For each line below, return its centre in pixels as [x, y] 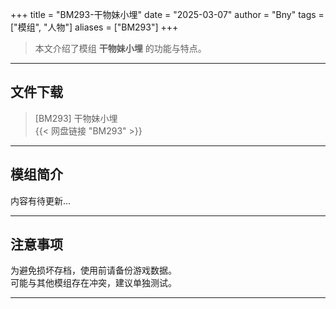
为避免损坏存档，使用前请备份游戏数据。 [93, 270]
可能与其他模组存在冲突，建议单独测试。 [93, 283]
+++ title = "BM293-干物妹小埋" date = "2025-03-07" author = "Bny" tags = [167, 14]
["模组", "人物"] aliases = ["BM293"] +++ [94, 27]
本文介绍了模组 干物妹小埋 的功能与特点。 [120, 48]
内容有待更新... [41, 200]
